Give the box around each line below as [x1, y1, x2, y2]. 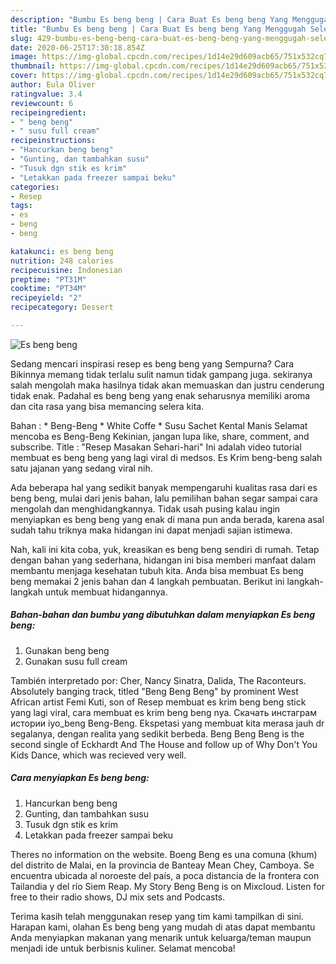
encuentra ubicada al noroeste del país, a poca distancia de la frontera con [10, 869, 320, 881]
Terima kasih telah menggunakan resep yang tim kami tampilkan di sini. [10, 910, 304, 922]
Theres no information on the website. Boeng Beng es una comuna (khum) [10, 848, 318, 860]
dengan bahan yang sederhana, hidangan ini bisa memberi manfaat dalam [10, 554, 316, 566]
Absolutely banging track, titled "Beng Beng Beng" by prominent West [10, 685, 299, 697]
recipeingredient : [10, 107, 87, 118]
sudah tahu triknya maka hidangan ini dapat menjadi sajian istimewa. [10, 524, 293, 536]
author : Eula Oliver [10, 80, 97, 90]
